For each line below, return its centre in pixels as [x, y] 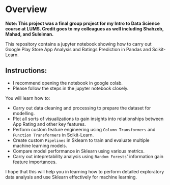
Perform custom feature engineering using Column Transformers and [84, 129]
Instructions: [26, 71]
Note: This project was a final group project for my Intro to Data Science [83, 23]
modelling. [24, 113]
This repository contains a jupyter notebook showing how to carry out [78, 44]
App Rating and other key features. [49, 124]
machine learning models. [40, 145]
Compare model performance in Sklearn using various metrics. [79, 151]
